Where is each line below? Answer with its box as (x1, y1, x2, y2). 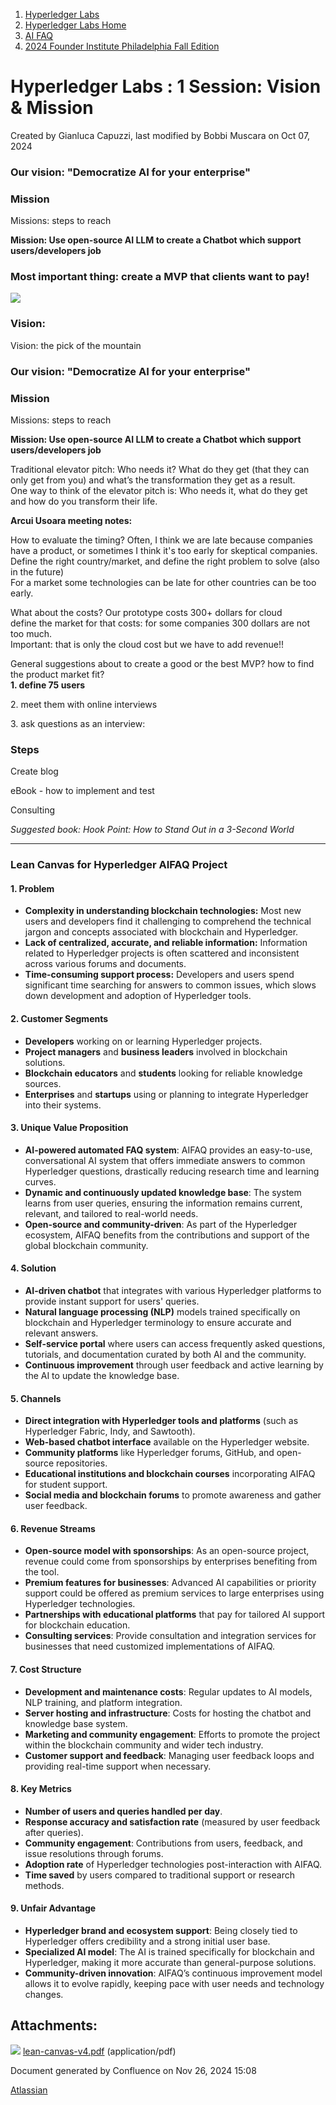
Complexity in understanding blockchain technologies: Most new (24, 905, 302, 917)
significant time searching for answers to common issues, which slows (24, 979, 317, 991)
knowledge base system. (24, 1717, 128, 1729)
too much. (10, 627, 53, 639)
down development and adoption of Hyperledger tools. (24, 990, 252, 1002)
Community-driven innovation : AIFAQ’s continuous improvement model (24, 1967, 323, 1979)
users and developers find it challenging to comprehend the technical (24, 915, 312, 928)
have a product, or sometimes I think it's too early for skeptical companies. (10, 544, 318, 556)
